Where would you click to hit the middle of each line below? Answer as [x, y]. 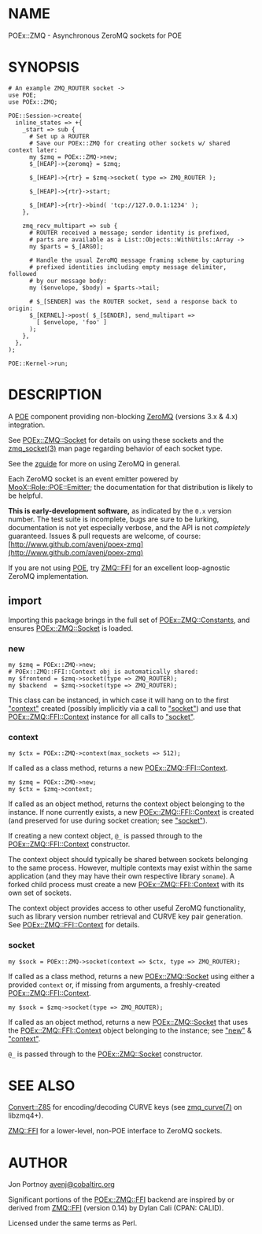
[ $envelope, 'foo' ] [72, 322]
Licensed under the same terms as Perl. [73, 1223]
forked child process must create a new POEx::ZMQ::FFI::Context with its [126, 885]
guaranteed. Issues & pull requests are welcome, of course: [105, 536]
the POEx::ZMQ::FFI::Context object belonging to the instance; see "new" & [130, 1030]
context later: [33, 150]
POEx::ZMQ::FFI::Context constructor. [69, 844]
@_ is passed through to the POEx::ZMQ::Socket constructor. [105, 1054]
